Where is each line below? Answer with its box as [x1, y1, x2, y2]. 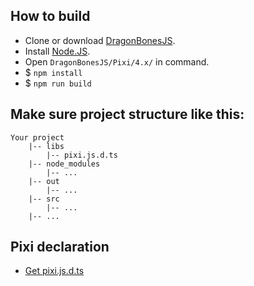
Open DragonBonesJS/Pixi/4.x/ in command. [24, 55, 210, 68]
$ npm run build [24, 77, 92, 89]
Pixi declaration [10, 239, 110, 256]
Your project [10, 132, 65, 143]
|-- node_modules [28, 159, 101, 169]
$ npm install [24, 66, 83, 78]
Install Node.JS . [24, 45, 91, 57]
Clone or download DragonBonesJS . [24, 34, 176, 46]
